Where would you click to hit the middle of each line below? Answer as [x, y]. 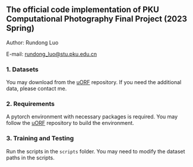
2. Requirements [31, 104]
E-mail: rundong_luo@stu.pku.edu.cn [51, 54]
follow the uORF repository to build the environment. [70, 123]
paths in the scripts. [30, 158]
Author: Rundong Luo [32, 42]
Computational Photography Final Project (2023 [97, 19]
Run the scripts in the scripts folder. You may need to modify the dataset [96, 151]
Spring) [20, 28]
